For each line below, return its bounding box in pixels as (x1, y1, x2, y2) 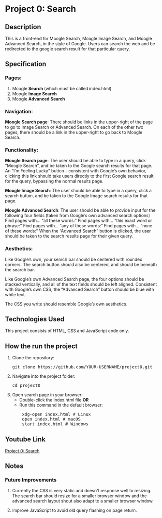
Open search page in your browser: (12, 392, 83, 398)
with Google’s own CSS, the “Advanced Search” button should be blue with (5, 286, 154, 292)
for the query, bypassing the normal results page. (5, 178, 103, 184)
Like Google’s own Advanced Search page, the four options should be (5, 276, 144, 282)
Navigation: (5, 108, 33, 115)
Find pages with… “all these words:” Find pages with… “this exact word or (5, 217, 152, 224)
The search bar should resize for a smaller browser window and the (12, 493, 147, 499)
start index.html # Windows (22, 421, 88, 427)
